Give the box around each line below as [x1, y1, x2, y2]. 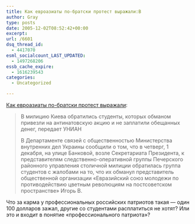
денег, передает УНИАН [20, 125, 82, 132]
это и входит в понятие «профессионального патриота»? [6, 211, 151, 218]
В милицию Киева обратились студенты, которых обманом [20, 113, 171, 120]
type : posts [6, 20, 35, 25]
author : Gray [6, 14, 38, 20]
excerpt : [6, 31, 28, 37]
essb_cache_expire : [6, 63, 54, 70]
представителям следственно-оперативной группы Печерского [20, 156, 183, 163]
